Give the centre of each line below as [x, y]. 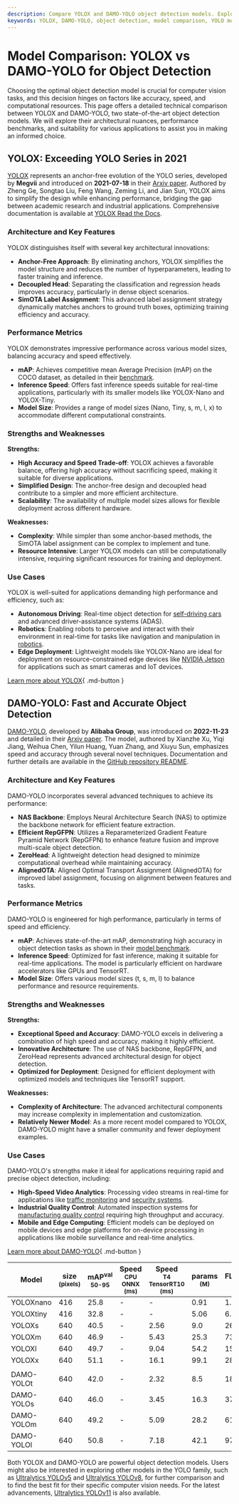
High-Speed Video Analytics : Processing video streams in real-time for [123, 1192]
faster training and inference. [60, 276]
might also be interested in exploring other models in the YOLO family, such [118, 1470]
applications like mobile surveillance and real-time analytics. [106, 1238]
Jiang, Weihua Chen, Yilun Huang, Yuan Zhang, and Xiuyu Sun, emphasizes [118, 747]
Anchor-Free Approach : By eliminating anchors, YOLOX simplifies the [121, 261]
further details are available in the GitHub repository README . [98, 762]
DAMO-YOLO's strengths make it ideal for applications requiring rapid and [116, 1171]
